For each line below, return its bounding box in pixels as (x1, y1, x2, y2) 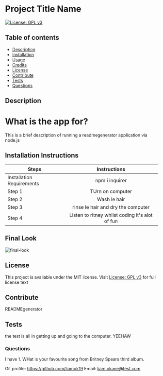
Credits (12, 62, 27, 68)
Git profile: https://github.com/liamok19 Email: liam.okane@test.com (5, 366, 141, 372)
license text (5, 279, 28, 285)
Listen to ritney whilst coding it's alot (69, 211, 153, 218)
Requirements (7, 180, 39, 187)
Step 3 (7, 204, 23, 210)
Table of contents (5, 34, 59, 42)
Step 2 (7, 196, 23, 203)
